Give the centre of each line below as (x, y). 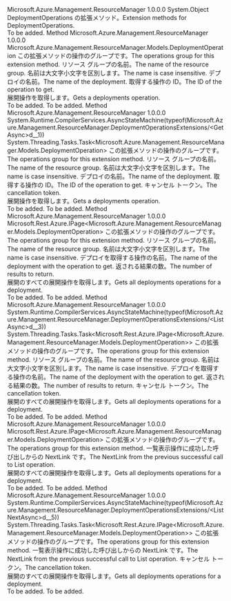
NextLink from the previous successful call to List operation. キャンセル (109, 559)
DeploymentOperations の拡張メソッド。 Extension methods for (97, 18)
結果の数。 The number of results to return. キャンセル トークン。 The (111, 386)
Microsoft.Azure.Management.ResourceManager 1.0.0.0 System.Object (108, 9)
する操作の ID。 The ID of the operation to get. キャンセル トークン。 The (115, 185)
